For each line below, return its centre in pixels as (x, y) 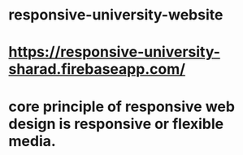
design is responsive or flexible (116, 124)
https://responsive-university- (115, 52)
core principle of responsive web (122, 106)
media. (33, 141)
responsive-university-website (116, 15)
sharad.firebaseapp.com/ (97, 69)
